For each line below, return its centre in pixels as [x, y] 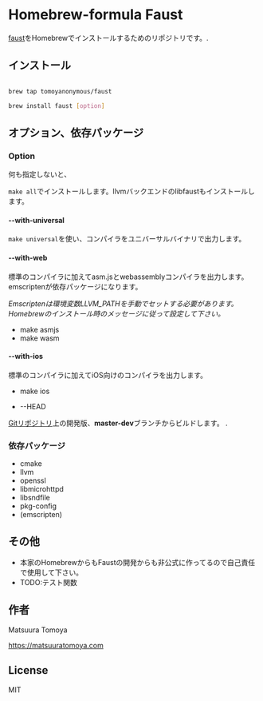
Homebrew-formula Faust [96, 15]
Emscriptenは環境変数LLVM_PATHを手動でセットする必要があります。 [123, 303]
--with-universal [37, 220]
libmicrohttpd [41, 489]
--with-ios [26, 356]
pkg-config [38, 506]
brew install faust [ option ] [57, 106]
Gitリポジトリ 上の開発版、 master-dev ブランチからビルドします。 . [118, 423]
